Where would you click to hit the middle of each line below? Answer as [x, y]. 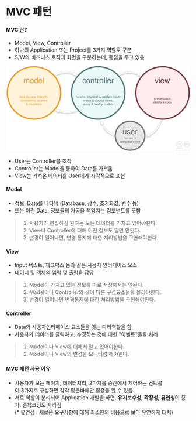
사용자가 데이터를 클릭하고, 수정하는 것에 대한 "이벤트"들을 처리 [86, 334]
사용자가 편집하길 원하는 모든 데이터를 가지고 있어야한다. [93, 223]
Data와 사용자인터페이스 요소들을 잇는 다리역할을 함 [73, 327]
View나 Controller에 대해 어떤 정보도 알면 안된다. [85, 230]
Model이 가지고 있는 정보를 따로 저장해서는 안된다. [86, 285]
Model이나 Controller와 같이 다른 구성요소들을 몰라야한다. [95, 292]
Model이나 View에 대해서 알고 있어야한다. [77, 347]
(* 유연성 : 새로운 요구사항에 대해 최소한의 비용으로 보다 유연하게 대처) [94, 412]
